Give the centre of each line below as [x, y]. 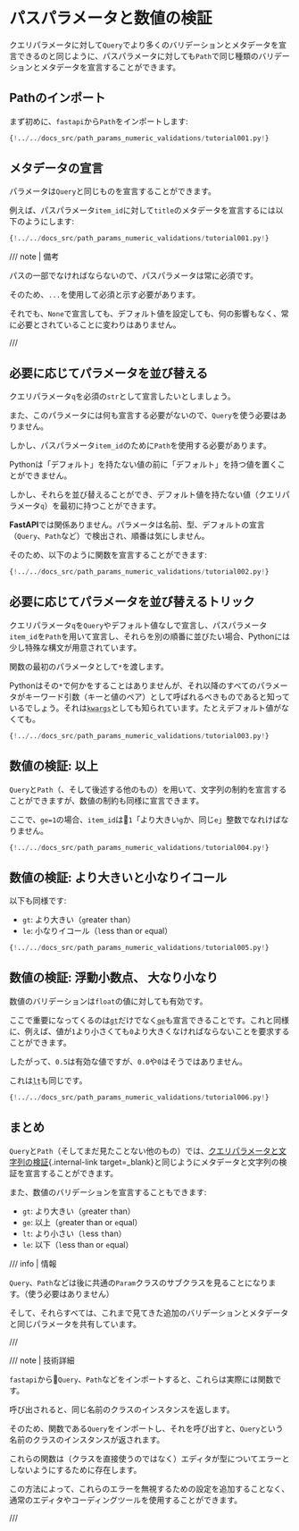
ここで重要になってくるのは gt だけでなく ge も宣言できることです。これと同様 [149, 1020]
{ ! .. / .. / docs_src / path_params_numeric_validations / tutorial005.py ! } [139, 948]
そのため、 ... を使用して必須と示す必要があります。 [105, 295]
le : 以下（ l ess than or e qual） [78, 1244]
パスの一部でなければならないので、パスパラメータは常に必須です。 [134, 276]
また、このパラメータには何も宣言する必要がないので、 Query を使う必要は [144, 416]
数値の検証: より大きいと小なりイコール [118, 877]
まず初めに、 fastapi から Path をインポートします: [99, 121]
